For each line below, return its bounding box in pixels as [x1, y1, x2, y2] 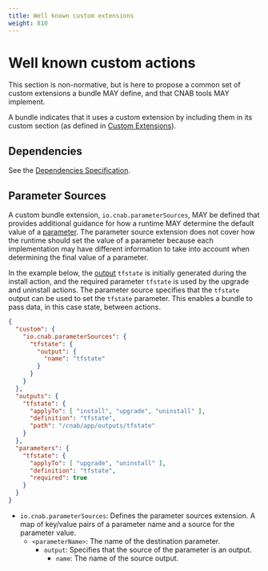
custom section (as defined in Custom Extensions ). [8, 121, 177, 131]
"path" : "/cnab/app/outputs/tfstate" [29, 422, 156, 430]
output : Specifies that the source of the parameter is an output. [43, 545, 252, 554]
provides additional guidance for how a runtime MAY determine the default [8, 219, 254, 228]
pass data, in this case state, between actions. [8, 302, 162, 312]
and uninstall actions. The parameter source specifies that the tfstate [8, 285, 240, 295]
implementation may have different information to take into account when [8, 244, 250, 254]
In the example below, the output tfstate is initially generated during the [8, 268, 247, 278]
